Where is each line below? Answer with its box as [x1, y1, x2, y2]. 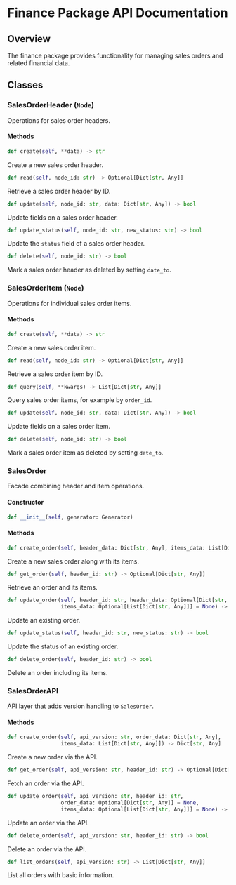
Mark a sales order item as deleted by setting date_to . [7, 448, 164, 457]
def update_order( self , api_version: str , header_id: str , [7, 793, 184, 800]
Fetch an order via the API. [7, 779, 84, 787]
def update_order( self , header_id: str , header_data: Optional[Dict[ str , [7, 597, 228, 604]
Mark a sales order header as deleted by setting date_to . [7, 265, 172, 274]
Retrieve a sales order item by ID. [7, 370, 103, 378]
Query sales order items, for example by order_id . [7, 396, 152, 404]
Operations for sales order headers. [7, 116, 111, 124]
